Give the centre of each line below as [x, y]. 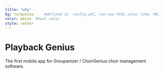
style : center [20, 23]
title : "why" [18, 10]
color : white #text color [32, 19]
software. [15, 66]
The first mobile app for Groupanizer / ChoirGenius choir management [76, 61]
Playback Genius [40, 48]
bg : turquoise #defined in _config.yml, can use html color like [77, 14]
